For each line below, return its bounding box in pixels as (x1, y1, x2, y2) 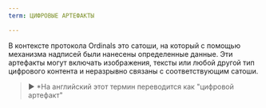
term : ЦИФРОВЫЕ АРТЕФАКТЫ (8, 11, 94, 20)
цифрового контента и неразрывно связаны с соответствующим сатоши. (8, 66, 259, 76)
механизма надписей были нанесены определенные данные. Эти (8, 49, 233, 58)
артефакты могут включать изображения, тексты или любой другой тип (8, 58, 256, 67)
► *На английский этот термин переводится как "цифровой (27, 82, 234, 91)
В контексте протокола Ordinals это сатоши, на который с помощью (8, 41, 241, 50)
